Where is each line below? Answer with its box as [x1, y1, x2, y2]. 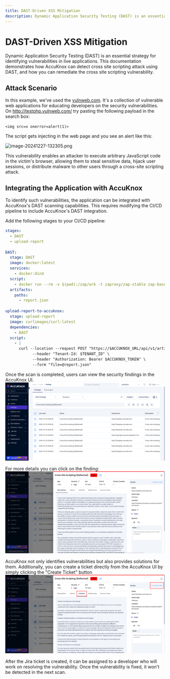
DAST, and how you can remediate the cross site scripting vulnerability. [5, 69, 154, 75]
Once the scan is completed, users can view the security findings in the [5, 371, 155, 377]
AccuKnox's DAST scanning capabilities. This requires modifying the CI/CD [5, 203, 162, 209]
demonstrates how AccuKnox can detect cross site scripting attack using [5, 63, 158, 70]
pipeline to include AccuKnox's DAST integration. [5, 208, 108, 214]
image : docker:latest [10, 261, 56, 266]
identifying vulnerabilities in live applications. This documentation [5, 58, 142, 64]
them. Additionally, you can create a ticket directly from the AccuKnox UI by [5, 564, 163, 570]
